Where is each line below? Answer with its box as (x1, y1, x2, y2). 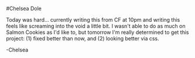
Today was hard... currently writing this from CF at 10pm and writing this (6, 16, 180, 23)
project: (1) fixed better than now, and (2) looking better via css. (6, 35, 159, 42)
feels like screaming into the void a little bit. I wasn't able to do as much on (6, 23, 186, 29)
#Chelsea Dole (6, 5, 42, 12)
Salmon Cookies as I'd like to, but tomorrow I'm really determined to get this (6, 29, 189, 36)
